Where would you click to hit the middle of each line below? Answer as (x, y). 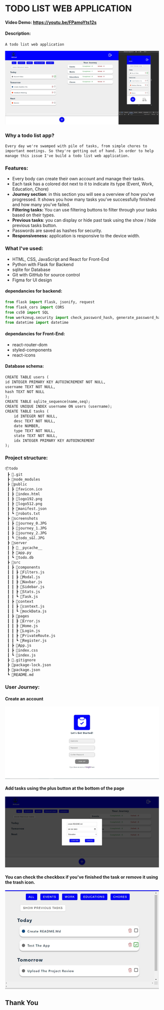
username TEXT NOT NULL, (30, 387)
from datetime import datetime (37, 323)
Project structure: (26, 458)
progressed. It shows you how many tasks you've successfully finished (84, 200)
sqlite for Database (31, 270)
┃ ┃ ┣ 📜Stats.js (24, 592)
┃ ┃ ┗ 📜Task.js (22, 597)
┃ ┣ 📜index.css (22, 651)
